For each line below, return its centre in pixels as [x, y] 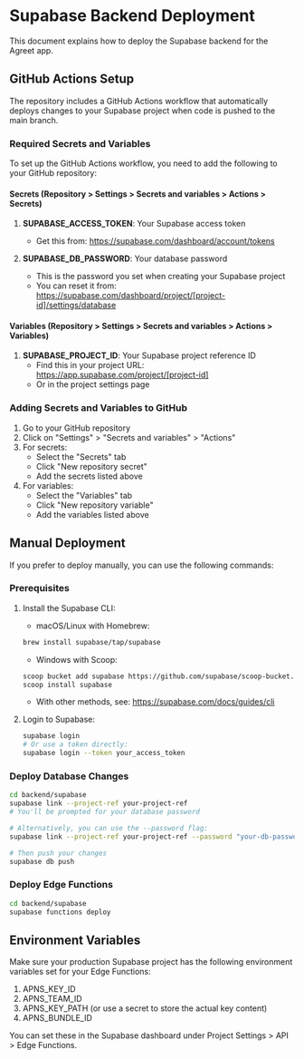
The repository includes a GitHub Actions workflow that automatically [139, 101]
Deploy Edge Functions [61, 885]
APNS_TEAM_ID [52, 999]
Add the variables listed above [92, 514]
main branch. [34, 120]
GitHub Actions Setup [72, 79]
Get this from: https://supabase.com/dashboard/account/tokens [155, 241]
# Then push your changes [58, 853]
